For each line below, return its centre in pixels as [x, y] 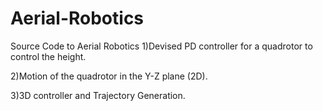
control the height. [48, 56]
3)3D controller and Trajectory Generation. [98, 95]
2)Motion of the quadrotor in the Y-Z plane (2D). [109, 76]
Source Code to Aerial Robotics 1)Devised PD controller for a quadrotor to [161, 46]
